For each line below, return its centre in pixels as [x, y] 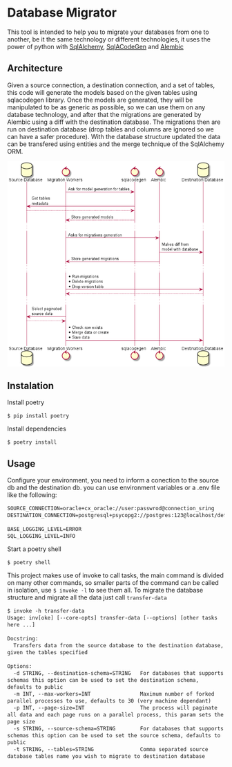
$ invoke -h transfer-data [46, 611]
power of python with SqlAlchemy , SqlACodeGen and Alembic [96, 46]
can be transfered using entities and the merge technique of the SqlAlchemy [116, 144]
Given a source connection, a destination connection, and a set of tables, [111, 85]
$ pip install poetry [38, 416]
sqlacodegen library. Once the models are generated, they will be [100, 100]
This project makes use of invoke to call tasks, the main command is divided [116, 575]
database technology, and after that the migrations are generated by [104, 114]
